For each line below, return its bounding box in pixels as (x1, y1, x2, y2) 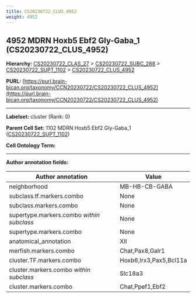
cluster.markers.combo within (9, 266, 90, 274)
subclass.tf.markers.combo (9, 192, 83, 200)
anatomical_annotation (9, 237, 71, 245)
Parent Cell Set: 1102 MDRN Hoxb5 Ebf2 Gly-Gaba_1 (6, 124, 131, 131)
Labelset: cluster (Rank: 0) (6, 113, 71, 120)
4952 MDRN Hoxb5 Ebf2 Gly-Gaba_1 (6, 36, 140, 46)
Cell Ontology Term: (6, 142, 56, 149)
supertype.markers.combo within (9, 211, 100, 219)
